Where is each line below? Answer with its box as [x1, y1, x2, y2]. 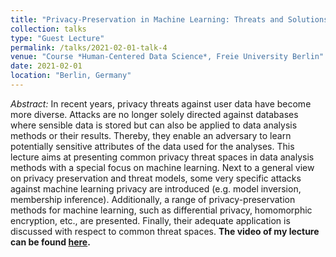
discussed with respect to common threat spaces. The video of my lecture [10, 225, 320, 237]
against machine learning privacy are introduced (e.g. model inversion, [10, 182, 302, 195]
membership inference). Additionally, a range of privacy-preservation [10, 193, 296, 205]
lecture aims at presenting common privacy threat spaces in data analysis [10, 151, 315, 163]
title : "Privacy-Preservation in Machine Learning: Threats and [10, 14, 284, 25]
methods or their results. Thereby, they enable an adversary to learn [10, 129, 292, 141]
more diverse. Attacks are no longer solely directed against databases [10, 108, 299, 120]
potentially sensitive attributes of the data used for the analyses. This [10, 140, 295, 152]
